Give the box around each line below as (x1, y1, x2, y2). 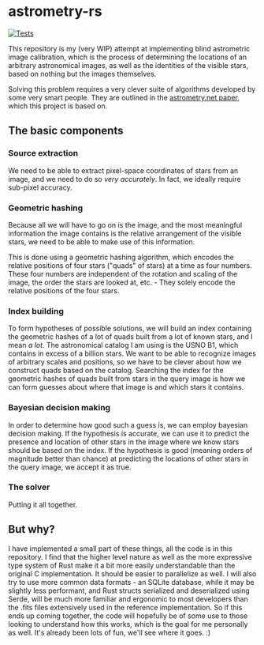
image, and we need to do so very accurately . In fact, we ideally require (8, 174, 242, 183)
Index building (8, 305, 65, 316)
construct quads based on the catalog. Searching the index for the (8, 366, 225, 375)
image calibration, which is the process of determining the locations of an (8, 52, 247, 62)
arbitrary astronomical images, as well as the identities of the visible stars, (8, 60, 249, 70)
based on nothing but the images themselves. (8, 69, 157, 78)
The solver (8, 481, 50, 492)
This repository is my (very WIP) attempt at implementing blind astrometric (8, 43, 251, 53)
